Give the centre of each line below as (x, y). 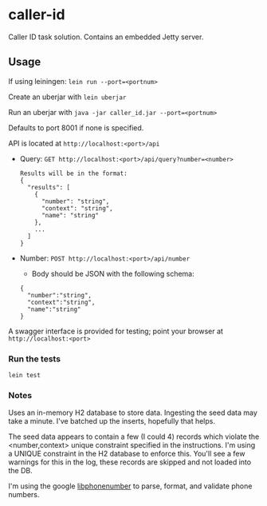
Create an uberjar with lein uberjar (67, 97)
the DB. (21, 471)
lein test (25, 376)
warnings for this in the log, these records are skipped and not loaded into (130, 462)
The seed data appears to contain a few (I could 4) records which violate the (134, 436)
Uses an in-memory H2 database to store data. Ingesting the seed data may (133, 412)
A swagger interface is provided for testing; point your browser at (116, 331)
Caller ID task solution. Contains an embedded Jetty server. (106, 37)
